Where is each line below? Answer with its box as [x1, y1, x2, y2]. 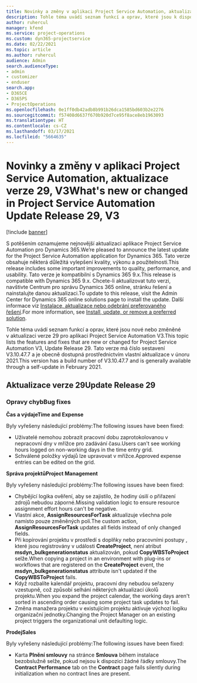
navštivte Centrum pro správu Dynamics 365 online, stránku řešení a [6, 283, 172, 290]
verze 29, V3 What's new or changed [6, 184, 188, 197]
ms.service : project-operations [6, 30, 85, 36]
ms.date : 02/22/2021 [6, 42, 57, 47]
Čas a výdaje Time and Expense [6, 411, 84, 418]
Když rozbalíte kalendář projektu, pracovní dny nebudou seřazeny [14, 580, 174, 587]
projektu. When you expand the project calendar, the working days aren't [14, 593, 190, 600]
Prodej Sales [6, 628, 36, 636]
